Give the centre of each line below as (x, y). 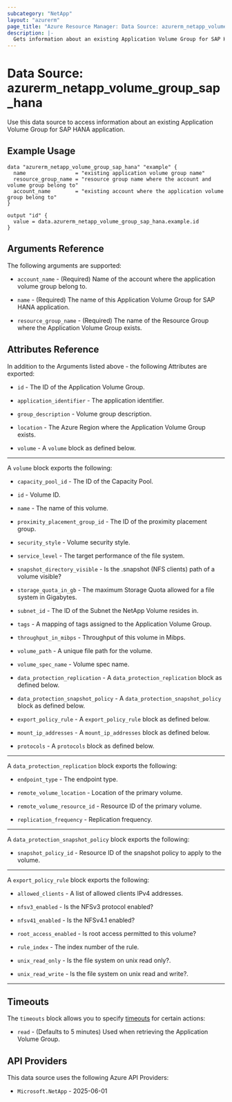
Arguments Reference (56, 249)
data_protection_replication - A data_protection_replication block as (119, 677)
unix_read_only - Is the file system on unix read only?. (94, 960)
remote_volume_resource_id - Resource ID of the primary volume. (109, 806)
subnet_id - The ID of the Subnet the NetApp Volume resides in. (108, 610)
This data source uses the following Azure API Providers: (88, 1078)
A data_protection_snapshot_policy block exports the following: (98, 839)
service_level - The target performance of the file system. (101, 555)
